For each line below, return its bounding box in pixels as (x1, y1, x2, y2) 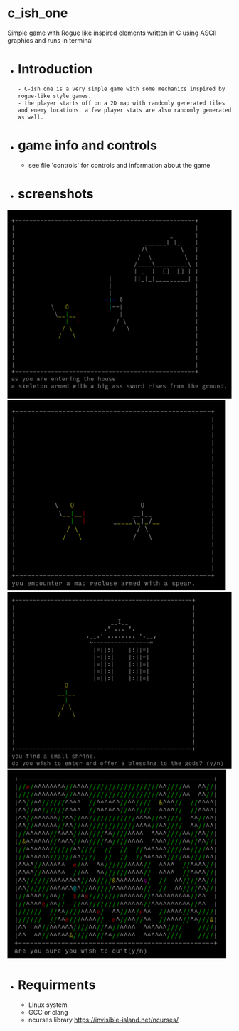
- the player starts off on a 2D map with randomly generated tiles (17, 100, 225, 107)
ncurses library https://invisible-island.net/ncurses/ (28, 1015, 179, 1024)
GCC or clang (28, 1008, 69, 1016)
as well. (17, 114, 44, 121)
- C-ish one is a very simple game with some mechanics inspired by (17, 85, 225, 92)
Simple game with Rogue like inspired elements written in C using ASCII (7, 28, 217, 37)
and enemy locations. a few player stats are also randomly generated (17, 107, 232, 114)
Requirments (17, 976, 96, 993)
